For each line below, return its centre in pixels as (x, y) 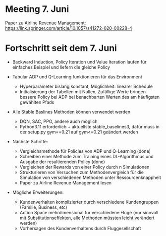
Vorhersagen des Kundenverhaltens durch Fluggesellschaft (80, 228)
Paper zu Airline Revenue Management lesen (66, 182)
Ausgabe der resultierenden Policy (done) (62, 162)
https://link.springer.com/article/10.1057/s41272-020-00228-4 (69, 28)
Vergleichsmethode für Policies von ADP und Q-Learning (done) (85, 151)
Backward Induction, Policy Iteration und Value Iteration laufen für (80, 62)
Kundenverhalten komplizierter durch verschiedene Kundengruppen (89, 202)
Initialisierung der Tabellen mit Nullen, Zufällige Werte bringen (83, 91)
